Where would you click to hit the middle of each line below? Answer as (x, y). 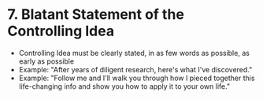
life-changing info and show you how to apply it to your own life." (124, 86)
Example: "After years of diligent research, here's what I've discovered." (135, 69)
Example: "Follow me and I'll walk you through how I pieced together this (137, 78)
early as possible (46, 61)
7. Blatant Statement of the (96, 15)
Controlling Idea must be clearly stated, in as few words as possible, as (134, 53)
